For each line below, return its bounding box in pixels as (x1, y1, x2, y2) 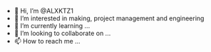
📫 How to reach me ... (14, 37, 81, 45)
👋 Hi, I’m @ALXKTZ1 (14, 7, 73, 15)
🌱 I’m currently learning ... (14, 22, 91, 30)
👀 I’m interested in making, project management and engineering (14, 14, 205, 22)
